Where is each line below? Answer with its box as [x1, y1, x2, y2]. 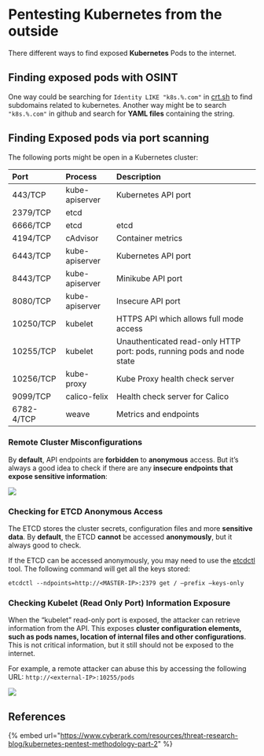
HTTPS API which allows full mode [116, 313, 244, 324]
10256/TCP [12, 373, 57, 384]
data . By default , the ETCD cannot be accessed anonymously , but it [8, 533, 233, 542]
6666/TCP [12, 219, 52, 230]
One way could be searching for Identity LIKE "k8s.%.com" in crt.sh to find [8, 92, 253, 101]
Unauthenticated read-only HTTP [116, 336, 241, 347]
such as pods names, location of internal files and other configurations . [8, 632, 247, 642]
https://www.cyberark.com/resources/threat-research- [60, 731, 238, 740]
